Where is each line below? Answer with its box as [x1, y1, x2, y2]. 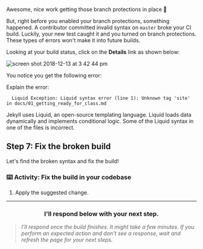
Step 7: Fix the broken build [6, 141, 111, 152]
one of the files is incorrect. [6, 124, 75, 131]
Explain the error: [6, 83, 50, 91]
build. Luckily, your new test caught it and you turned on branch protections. [6, 30, 196, 37]
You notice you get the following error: [6, 72, 102, 79]
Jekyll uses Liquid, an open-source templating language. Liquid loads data [6, 111, 192, 118]
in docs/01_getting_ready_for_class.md [6, 100, 107, 106]
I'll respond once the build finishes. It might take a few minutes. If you [21, 224, 195, 231]
